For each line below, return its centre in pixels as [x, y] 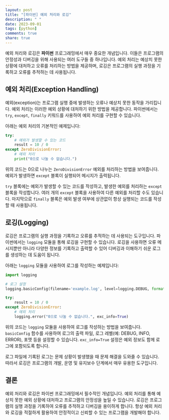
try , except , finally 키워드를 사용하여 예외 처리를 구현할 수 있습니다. [73, 115]
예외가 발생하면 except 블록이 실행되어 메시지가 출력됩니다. [63, 175]
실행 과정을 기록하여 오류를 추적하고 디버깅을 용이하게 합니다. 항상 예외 [83, 406]
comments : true [21, 33]
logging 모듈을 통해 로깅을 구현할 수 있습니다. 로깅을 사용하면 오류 [92, 242]
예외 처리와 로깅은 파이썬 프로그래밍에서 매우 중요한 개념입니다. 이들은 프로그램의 [84, 53]
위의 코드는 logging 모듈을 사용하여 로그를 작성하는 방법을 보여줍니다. [73, 327]
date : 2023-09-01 [23, 24]
